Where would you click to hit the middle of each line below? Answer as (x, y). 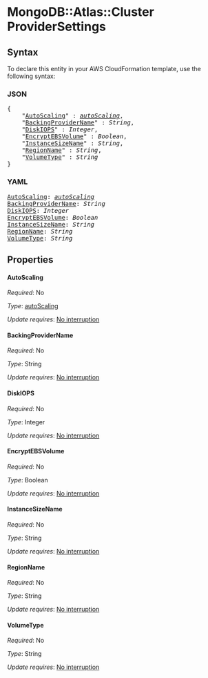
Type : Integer (26, 422)
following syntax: (31, 76)
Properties (30, 260)
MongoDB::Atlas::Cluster (81, 12)
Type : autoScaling (33, 306)
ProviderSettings (57, 27)
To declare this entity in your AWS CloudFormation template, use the (104, 69)
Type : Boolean (28, 480)
